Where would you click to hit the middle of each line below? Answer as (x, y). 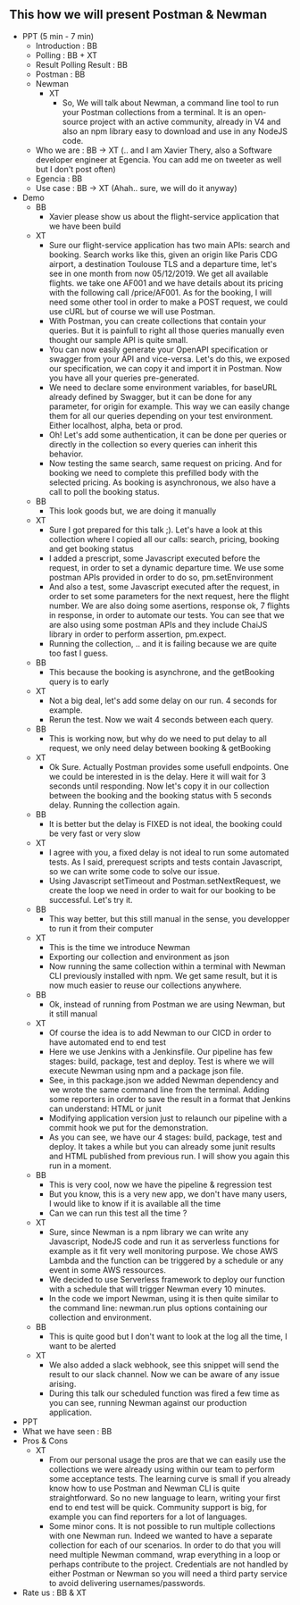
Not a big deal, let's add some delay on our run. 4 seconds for (163, 700)
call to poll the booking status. (104, 491)
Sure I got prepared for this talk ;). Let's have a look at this (156, 530)
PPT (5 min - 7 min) (58, 36)
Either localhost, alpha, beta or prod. (116, 425)
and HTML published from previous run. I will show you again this (169, 1156)
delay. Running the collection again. (114, 805)
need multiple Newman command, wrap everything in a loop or (165, 1554)
